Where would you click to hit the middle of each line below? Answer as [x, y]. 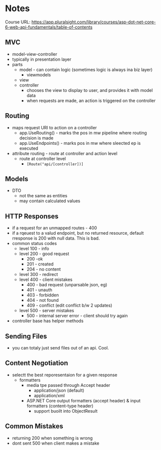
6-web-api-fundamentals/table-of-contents [49, 27]
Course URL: [18, 22]
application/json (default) [59, 390]
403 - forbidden [43, 295]
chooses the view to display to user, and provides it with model [90, 90]
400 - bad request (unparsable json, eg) [67, 285]
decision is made [36, 138]
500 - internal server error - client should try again [77, 316]
